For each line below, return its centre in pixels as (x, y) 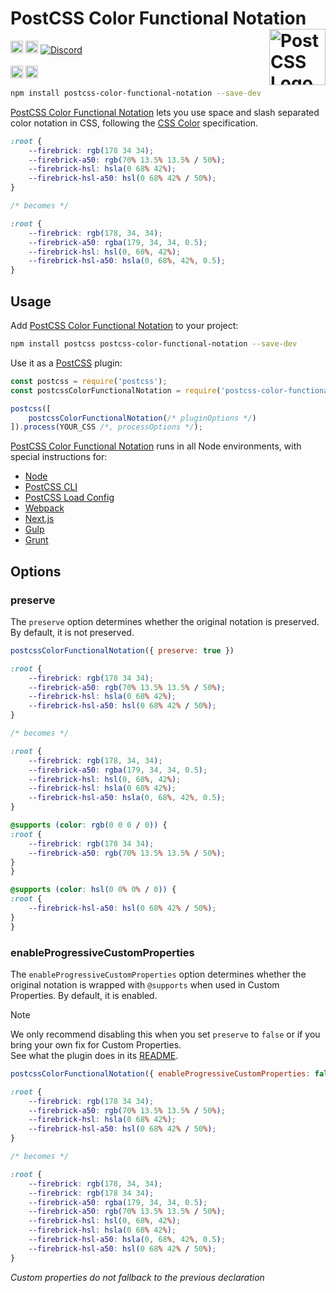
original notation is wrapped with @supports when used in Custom (145, 984)
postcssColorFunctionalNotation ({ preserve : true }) (122, 650)
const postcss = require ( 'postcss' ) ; (89, 381)
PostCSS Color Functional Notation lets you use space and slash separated (165, 112)
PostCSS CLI (51, 487)
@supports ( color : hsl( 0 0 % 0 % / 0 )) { (93, 890)
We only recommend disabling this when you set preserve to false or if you (165, 1034)
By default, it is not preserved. (72, 632)
